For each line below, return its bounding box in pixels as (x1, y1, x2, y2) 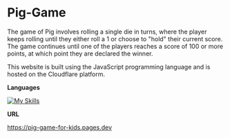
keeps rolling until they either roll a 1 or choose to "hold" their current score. (7, 34, 223, 43)
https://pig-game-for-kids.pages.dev (7, 123, 113, 131)
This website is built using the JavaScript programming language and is (7, 62, 211, 71)
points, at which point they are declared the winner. (7, 49, 153, 58)
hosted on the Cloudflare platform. (7, 70, 106, 78)
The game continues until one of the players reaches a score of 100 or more (7, 42, 223, 50)
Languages (7, 83, 40, 91)
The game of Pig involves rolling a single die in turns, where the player (7, 27, 207, 36)
